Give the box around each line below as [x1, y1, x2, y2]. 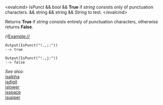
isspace [5, 89, 21, 95]
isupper [5, 95, 21, 100]
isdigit [5, 79, 18, 84]
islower [5, 84, 20, 90]
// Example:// [5, 34, 30, 39]
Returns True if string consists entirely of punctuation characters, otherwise [5, 19, 158, 24]
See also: [5, 68, 24, 74]
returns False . [5, 24, 33, 30]
